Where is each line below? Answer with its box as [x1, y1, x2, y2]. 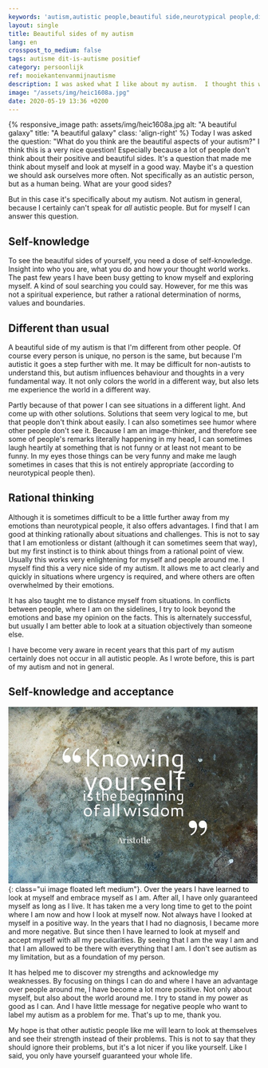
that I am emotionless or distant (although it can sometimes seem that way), [8, 538, 258, 547]
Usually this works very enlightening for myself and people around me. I [8, 554, 245, 564]
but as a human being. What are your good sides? [8, 179, 172, 189]
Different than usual [8, 321, 109, 335]
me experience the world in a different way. [8, 385, 152, 394]
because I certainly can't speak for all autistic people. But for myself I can [8, 203, 250, 213]
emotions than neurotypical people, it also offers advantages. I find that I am [8, 521, 259, 530]
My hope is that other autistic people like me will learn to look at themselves [8, 1025, 258, 1035]
